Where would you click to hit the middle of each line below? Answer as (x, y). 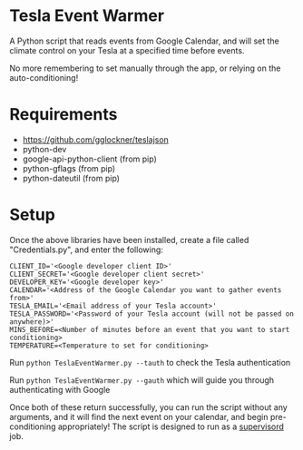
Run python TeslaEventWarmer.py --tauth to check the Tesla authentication (150, 362)
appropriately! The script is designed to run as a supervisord (171, 426)
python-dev (44, 149)
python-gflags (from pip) (69, 168)
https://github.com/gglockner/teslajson (96, 139)
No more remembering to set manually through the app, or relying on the (145, 68)
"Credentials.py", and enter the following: (86, 249)
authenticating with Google (60, 389)
